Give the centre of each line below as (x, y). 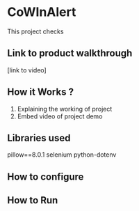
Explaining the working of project (65, 109)
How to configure (46, 177)
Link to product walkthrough (70, 53)
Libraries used (39, 138)
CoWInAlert (42, 12)
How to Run (33, 200)
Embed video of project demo (60, 116)
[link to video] (27, 70)
